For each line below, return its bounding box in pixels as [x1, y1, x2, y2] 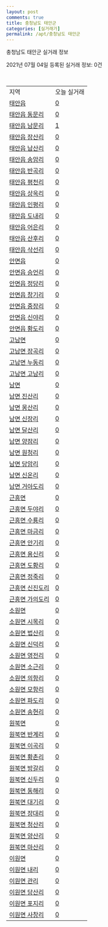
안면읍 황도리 [9, 325, 44, 333]
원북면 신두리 [9, 776, 44, 784]
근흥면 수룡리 [9, 516, 44, 525]
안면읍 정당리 [9, 280, 44, 288]
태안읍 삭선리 [9, 246, 44, 254]
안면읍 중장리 [9, 302, 44, 310]
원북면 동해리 [9, 787, 44, 795]
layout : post [6, 8, 39, 15]
